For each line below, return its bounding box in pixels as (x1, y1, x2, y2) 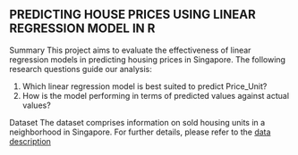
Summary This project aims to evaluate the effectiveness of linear (9, 45, 251, 55)
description (9, 135, 52, 146)
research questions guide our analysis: (9, 63, 152, 74)
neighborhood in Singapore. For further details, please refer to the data (9, 126, 271, 137)
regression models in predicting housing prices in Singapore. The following (9, 53, 286, 65)
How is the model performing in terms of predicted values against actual (21, 90, 289, 101)
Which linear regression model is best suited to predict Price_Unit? (21, 80, 268, 92)
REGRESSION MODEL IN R (9, 21, 156, 37)
